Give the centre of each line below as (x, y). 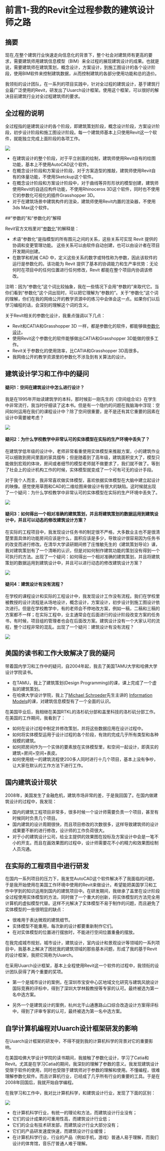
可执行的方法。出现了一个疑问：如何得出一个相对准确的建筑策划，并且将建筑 (82, 557)
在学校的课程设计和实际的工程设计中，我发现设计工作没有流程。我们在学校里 (82, 596)
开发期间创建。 (27, 251)
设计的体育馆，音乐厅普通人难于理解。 (51, 1144)
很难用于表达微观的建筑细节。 (42, 920)
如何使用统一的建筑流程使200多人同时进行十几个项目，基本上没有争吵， (85, 759)
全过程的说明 (25, 113)
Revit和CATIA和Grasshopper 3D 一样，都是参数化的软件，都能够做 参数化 (86, 326)
